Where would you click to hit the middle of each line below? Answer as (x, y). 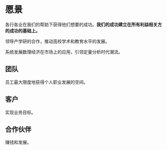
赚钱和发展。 (18, 143)
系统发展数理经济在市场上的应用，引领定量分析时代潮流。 (64, 52)
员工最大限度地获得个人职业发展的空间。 (46, 82)
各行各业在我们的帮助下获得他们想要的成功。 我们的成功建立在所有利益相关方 (83, 24)
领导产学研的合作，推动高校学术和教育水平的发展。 (57, 41)
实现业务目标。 (20, 112)
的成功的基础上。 (23, 30)
